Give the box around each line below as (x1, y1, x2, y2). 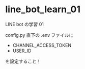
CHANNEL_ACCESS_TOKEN (12, 42, 72, 48)
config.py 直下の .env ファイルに (5, 32, 74, 38)
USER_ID (12, 48, 32, 54)
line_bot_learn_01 (5, 4, 80, 15)
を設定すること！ (5, 58, 41, 64)
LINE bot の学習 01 (5, 21, 44, 27)
